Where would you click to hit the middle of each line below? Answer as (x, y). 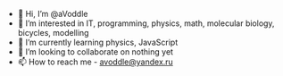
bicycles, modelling (53, 33)
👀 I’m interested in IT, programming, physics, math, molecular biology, (146, 23)
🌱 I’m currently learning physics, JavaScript (98, 42)
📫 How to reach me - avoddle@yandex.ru (96, 62)
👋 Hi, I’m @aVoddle (53, 14)
